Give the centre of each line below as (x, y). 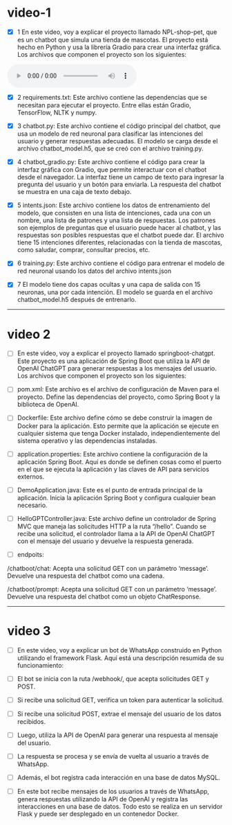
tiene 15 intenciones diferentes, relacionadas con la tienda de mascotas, (119, 242)
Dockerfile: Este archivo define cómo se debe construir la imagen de (115, 418)
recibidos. (31, 721)
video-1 (29, 13)
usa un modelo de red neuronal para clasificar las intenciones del (110, 134)
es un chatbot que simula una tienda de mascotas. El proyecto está (113, 40)
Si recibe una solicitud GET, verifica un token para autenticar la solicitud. (120, 700)
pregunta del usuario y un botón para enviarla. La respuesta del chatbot (119, 184)
